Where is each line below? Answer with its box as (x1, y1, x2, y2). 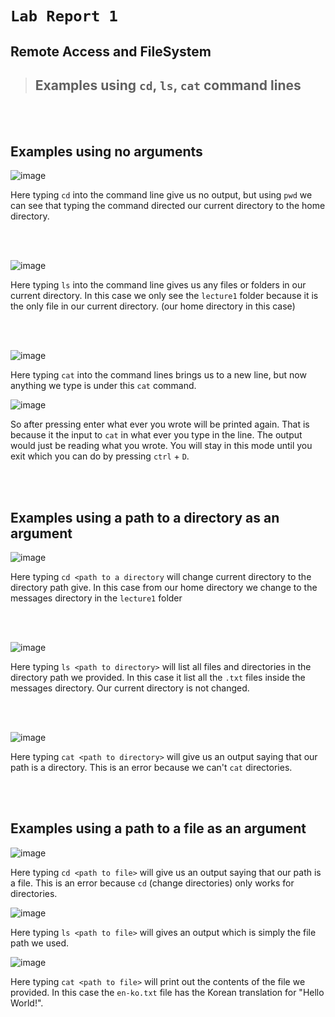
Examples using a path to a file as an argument (10, 820, 307, 837)
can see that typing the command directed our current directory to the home (10, 200, 326, 212)
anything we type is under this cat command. (10, 380, 197, 392)
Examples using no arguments (10, 143, 203, 160)
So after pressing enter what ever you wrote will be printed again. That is (10, 418, 310, 431)
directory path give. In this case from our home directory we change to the (10, 582, 318, 594)
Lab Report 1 (10, 7, 118, 26)
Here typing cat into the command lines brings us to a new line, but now (10, 369, 307, 381)
